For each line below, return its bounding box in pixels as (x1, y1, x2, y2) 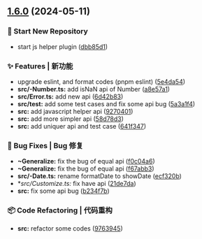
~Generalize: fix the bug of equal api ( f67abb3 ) (17, 164, 155, 173)
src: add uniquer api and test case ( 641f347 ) (17, 122, 147, 130)
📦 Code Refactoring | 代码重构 (7, 205, 113, 215)
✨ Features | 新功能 (7, 61, 73, 71)
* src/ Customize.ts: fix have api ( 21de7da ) (17, 180, 136, 188)
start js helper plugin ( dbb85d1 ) (17, 42, 108, 51)
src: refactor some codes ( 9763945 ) (17, 224, 124, 233)
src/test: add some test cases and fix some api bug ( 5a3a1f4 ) (17, 99, 196, 108)
